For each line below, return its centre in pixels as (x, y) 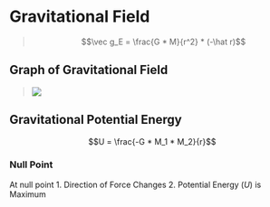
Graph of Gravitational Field (89, 70)
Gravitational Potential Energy (96, 120)
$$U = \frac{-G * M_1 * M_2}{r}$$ (152, 141)
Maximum (28, 194)
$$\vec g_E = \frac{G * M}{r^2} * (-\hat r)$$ (164, 42)
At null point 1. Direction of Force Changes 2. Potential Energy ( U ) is (135, 184)
